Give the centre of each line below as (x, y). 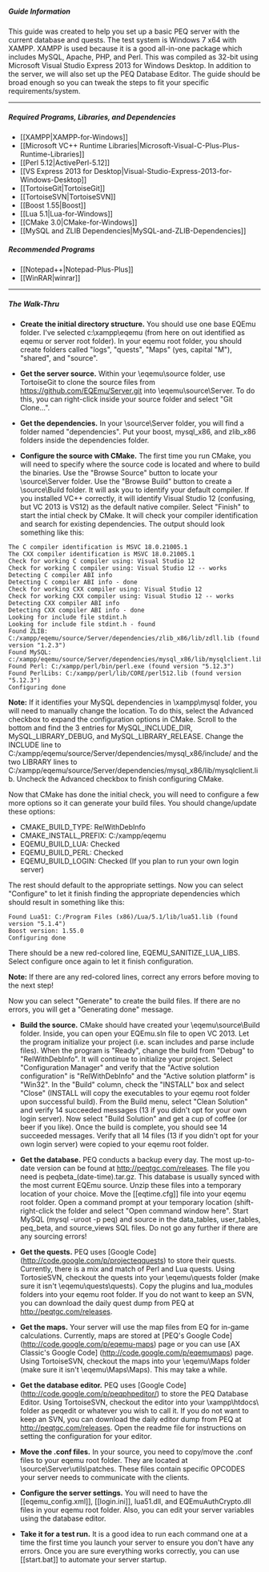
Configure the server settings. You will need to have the (114, 1493)
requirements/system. (44, 91)
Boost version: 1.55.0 (46, 931)
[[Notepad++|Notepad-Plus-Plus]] (76, 269)
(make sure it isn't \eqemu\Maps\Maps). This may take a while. (124, 1369)
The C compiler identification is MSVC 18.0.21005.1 (98, 547)
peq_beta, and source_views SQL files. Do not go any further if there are (139, 1227)
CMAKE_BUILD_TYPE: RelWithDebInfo (82, 826)
